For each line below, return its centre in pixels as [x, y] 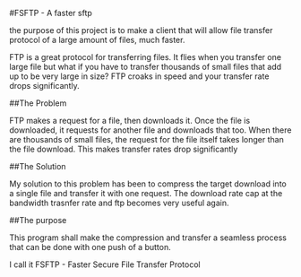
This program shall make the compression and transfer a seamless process [148, 238]
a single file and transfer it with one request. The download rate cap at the [146, 193]
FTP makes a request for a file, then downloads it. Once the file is [130, 121]
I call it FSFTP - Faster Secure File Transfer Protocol [105, 264]
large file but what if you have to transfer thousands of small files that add [146, 67]
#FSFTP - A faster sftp [51, 13]
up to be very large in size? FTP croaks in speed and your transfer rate [139, 76]
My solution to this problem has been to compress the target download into [148, 184]
